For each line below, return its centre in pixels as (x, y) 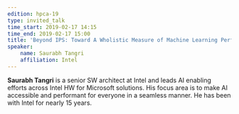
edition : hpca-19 (33, 14)
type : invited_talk (36, 21)
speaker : (20, 47)
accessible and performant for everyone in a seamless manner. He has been (119, 95)
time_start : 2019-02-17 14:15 (52, 27)
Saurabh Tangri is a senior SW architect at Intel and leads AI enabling (110, 80)
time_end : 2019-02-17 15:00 (49, 34)
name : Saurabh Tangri (52, 54)
